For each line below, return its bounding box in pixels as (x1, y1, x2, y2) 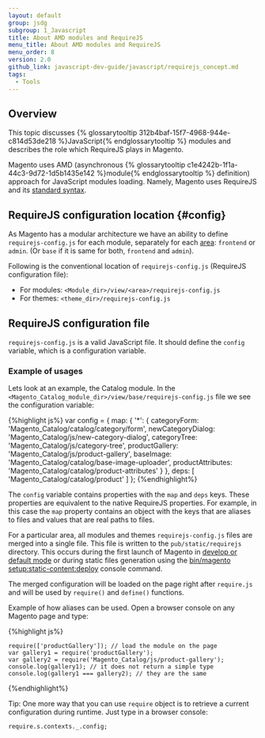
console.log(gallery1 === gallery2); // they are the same (8, 670, 207, 678)
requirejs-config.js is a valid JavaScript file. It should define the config (8, 337, 245, 346)
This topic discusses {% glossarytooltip (8, 128, 138, 138)
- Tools (15, 78, 41, 85)
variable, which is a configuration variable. (8, 346, 146, 355)
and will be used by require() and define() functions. (8, 588, 184, 597)
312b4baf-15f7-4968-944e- (138, 128, 231, 138)
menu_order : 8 (8, 48, 55, 56)
